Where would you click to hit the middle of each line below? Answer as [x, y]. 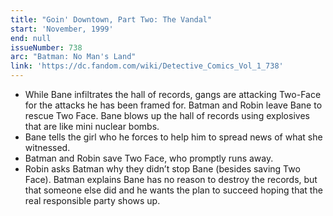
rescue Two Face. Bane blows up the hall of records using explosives [167, 115]
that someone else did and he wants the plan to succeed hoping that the [173, 190]
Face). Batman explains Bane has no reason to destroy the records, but [171, 179]
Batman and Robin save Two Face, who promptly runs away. [149, 158]
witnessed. [47, 147]
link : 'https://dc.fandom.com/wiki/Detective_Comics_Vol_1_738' [147, 66]
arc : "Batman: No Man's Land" [73, 57]
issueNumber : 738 [46, 47]
